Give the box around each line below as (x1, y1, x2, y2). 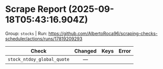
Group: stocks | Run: (5, 30, 48, 36)
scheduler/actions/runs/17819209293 (5, 36, 83, 42)
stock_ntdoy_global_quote (8, 56, 70, 62)
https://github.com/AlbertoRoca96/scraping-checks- (48, 30, 158, 36)
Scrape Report (5, 3, 67, 15)
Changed (74, 47, 97, 54)
